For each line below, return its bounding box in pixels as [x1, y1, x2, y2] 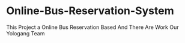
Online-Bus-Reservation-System [6, 4, 174, 18]
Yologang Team [6, 29, 45, 37]
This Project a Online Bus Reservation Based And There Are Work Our [6, 24, 179, 31]
